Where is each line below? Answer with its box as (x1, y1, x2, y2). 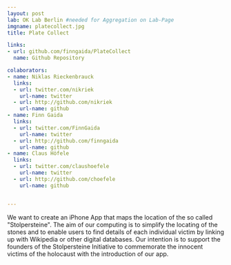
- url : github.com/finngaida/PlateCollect (7, 48, 131, 55)
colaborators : (7, 67, 48, 74)
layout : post (7, 10, 45, 17)
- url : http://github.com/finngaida (13, 137, 119, 145)
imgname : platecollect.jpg (7, 23, 85, 30)
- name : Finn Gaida (7, 112, 63, 119)
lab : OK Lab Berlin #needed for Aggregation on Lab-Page (7, 17, 174, 23)
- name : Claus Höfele (7, 150, 70, 157)
